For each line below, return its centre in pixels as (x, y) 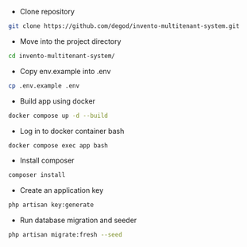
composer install (37, 175)
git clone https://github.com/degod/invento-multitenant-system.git (124, 26)
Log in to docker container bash (72, 131)
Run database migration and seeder (78, 220)
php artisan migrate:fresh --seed (66, 235)
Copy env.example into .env (65, 71)
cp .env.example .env (44, 86)
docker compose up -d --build (58, 116)
